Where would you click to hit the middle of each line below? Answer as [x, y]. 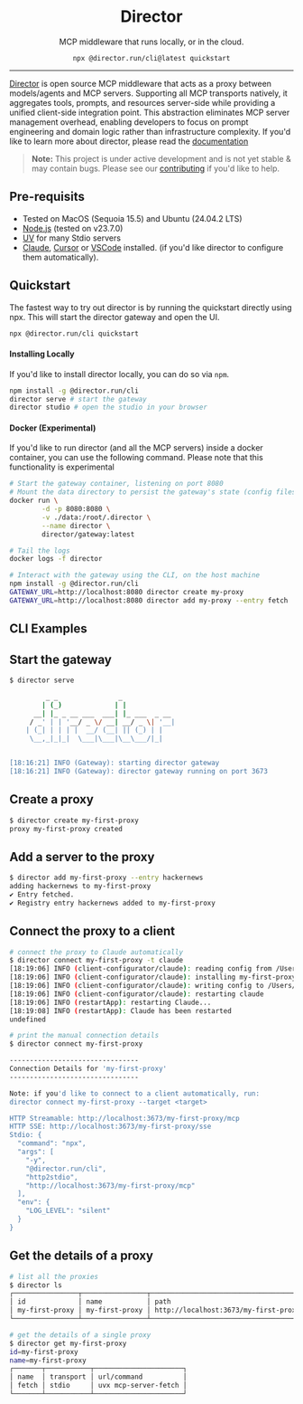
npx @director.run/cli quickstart [74, 333]
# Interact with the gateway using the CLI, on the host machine [134, 575]
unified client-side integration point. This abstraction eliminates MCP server [150, 112]
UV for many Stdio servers [72, 238]
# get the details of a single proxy [80, 1335]
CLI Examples [48, 629]
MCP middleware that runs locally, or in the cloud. [151, 42]
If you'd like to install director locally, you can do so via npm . [119, 374]
